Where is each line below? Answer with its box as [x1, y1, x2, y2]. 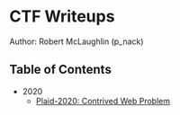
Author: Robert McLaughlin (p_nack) [9, 36, 144, 47]
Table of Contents [9, 62, 112, 77]
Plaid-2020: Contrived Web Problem [35, 95, 171, 106]
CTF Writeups [9, 6, 115, 27]
